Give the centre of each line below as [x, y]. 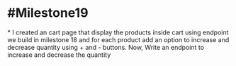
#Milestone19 [48, 13]
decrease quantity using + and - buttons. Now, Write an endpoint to [106, 47]
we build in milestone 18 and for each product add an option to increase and [118, 39]
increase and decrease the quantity [59, 55]
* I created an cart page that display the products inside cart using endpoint [118, 32]
